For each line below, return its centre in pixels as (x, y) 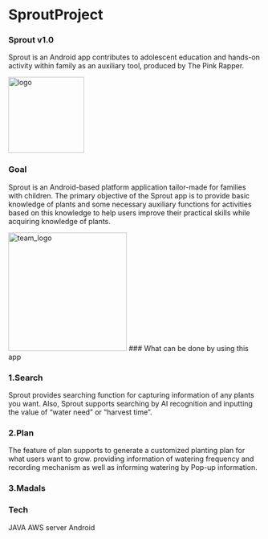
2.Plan (21, 433)
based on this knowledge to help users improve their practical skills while (129, 212)
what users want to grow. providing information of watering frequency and (131, 459)
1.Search (26, 378)
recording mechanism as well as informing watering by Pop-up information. (133, 468)
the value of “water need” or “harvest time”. (80, 412)
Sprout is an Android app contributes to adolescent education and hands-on (134, 57)
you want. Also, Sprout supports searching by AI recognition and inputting (130, 404)
